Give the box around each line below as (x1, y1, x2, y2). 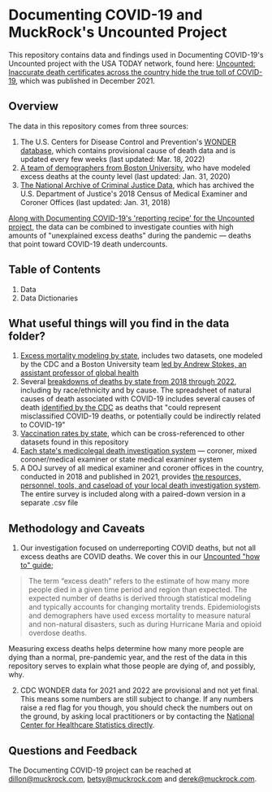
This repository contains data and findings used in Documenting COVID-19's (8, 50, 264, 59)
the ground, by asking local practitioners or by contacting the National (19, 711, 255, 721)
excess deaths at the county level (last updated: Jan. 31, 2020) (19, 171, 231, 181)
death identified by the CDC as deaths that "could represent (19, 403, 222, 413)
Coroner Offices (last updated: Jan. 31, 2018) (19, 197, 171, 207)
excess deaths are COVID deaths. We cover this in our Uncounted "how (19, 552, 261, 562)
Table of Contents (8, 263, 101, 277)
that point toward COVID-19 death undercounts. (8, 238, 168, 249)
